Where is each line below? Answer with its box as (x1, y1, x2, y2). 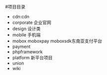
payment (12, 43, 31, 49)
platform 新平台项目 (12, 55, 53, 60)
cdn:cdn (12, 14, 30, 19)
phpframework (12, 49, 43, 55)
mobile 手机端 (12, 32, 41, 37)
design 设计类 (12, 26, 41, 32)
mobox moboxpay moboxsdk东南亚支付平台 (12, 38, 103, 44)
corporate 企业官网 (12, 20, 52, 25)
